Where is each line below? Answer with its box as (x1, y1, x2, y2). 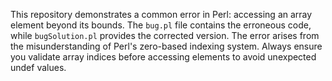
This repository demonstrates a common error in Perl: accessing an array (10, 9, 313, 20)
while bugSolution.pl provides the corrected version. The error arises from (10, 30, 320, 41)
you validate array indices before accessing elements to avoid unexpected (10, 51, 317, 63)
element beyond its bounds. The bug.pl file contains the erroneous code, (10, 19, 312, 31)
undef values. (10, 62, 67, 73)
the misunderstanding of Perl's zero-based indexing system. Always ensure (10, 40, 323, 52)
